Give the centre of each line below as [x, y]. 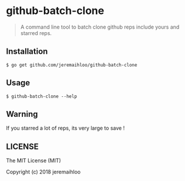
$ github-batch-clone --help [42, 96]
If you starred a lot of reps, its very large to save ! [65, 128]
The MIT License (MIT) [34, 161]
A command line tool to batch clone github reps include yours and [100, 27]
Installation [27, 52]
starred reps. [36, 33]
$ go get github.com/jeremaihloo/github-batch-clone [72, 65]
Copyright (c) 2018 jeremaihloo [43, 172]
